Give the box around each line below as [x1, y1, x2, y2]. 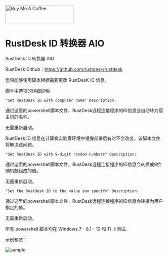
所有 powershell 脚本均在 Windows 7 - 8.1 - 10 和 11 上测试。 [5, 226, 130, 232]
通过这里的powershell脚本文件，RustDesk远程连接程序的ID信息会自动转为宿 [5, 107, 163, 114]
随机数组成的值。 [5, 167, 41, 173]
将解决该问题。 [5, 141, 36, 148]
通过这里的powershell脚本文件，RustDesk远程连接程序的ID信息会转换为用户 [5, 198, 163, 204]
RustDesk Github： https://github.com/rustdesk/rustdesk [5, 66, 123, 72]
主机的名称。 [5, 114, 32, 120]
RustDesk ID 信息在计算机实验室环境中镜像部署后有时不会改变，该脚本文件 [5, 135, 161, 141]
